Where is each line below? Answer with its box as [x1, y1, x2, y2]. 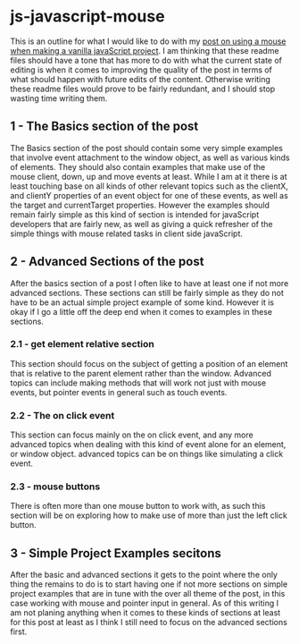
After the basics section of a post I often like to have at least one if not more [10, 277, 289, 288]
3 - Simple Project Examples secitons [10, 546, 222, 561]
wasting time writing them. [10, 92, 108, 104]
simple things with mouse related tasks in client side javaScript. [10, 228, 244, 239]
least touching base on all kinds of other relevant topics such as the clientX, [10, 181, 289, 191]
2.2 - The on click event [10, 409, 115, 421]
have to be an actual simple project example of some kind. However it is [10, 297, 275, 308]
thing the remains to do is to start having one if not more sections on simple [10, 579, 288, 589]
